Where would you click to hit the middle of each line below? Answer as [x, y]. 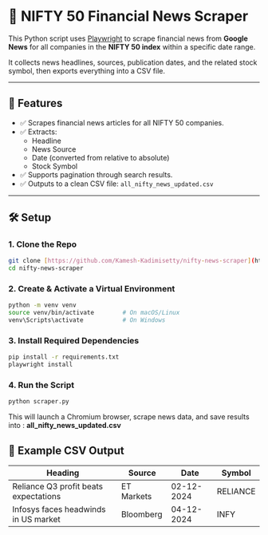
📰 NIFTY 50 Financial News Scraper [128, 16]
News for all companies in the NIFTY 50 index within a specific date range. [132, 46]
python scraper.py [39, 402]
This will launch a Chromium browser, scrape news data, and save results [129, 417]
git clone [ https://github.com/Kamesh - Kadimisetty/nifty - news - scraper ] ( [132, 261]
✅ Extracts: [38, 132]
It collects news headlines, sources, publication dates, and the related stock [133, 62]
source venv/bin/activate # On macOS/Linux [94, 313]
